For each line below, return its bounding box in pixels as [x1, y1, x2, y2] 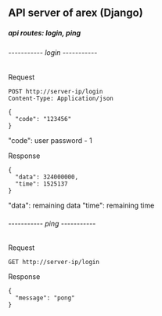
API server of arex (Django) [8, 6, 143, 20]
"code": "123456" [15, 115, 72, 123]
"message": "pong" [15, 294, 76, 302]
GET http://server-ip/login [8, 259, 100, 266]
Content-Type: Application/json [8, 94, 113, 102]
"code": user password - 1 [8, 135, 92, 145]
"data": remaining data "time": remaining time [8, 200, 155, 210]
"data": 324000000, [15, 173, 79, 181]
